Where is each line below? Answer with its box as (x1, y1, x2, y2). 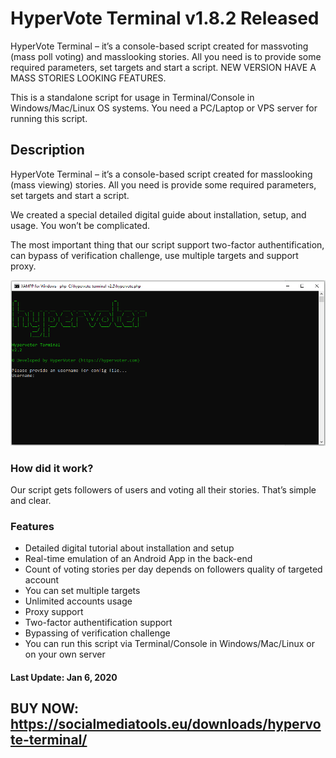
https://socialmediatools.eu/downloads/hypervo (10, 716, 322, 733)
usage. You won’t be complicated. (10, 219, 151, 231)
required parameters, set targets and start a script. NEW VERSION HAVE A (10, 61, 317, 73)
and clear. (10, 495, 52, 507)
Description (10, 142, 85, 159)
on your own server (24, 648, 106, 661)
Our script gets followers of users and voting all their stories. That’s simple (10, 484, 317, 496)
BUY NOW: (10, 700, 79, 717)
